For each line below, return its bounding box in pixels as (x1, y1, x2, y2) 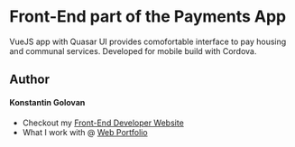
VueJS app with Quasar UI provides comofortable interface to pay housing (9, 36, 287, 47)
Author (9, 72, 50, 87)
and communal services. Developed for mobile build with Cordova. (9, 45, 257, 56)
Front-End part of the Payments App (9, 6, 287, 27)
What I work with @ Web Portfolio (22, 126, 148, 137)
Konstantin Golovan (9, 96, 86, 107)
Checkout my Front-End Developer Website (22, 117, 185, 128)
